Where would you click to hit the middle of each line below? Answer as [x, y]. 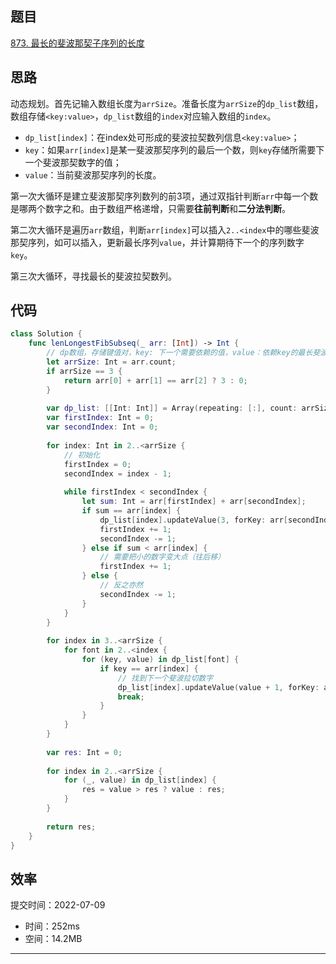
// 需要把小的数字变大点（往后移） [162, 557]
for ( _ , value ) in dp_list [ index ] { [140, 780]
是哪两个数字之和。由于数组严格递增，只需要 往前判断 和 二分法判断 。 [150, 208]
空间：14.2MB [53, 939]
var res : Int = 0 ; [84, 752]
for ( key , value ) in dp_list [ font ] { [160, 660]
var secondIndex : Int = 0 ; [102, 427]
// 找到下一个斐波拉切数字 [165, 678]
